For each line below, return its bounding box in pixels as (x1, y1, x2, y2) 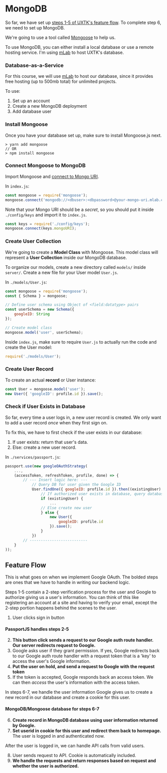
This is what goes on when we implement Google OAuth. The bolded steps (5, 574, 158, 580)
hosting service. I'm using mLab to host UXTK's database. (5, 49, 124, 55)
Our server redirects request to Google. (12, 642, 96, 648)
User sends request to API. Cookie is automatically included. (12, 752, 137, 758)
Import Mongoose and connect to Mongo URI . (5, 173, 99, 180)
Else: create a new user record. (12, 444, 77, 450)
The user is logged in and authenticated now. (12, 733, 105, 739)
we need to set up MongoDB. (5, 24, 65, 30)
